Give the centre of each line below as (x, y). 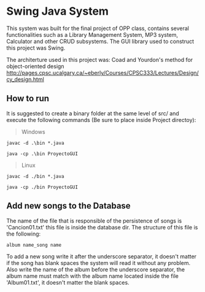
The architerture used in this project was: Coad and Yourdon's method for (100, 60)
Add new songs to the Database (68, 206)
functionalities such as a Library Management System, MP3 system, (92, 34)
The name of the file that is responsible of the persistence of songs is (94, 221)
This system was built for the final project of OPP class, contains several (98, 28)
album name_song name (34, 245)
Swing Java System (58, 11)
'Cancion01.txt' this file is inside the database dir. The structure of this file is (102, 227)
